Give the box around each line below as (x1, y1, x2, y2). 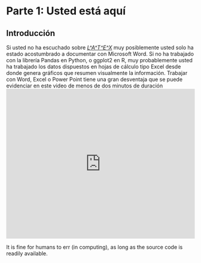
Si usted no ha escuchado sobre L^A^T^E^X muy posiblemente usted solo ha (6, 44, 194, 51)
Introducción (6, 28, 56, 38)
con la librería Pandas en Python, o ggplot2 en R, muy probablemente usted (6, 57, 193, 64)
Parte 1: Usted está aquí (6, 4, 126, 18)
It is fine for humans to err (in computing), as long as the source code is (6, 244, 183, 250)
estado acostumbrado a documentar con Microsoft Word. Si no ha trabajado (6, 50, 194, 58)
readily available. (6, 250, 48, 257)
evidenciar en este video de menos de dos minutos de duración (6, 82, 163, 89)
